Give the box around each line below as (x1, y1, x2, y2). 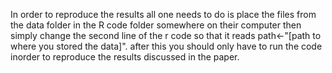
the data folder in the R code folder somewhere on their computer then (10, 19, 302, 31)
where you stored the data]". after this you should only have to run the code (10, 40, 323, 52)
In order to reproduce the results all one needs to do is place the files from (10, 9, 317, 20)
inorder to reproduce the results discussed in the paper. (10, 51, 240, 63)
